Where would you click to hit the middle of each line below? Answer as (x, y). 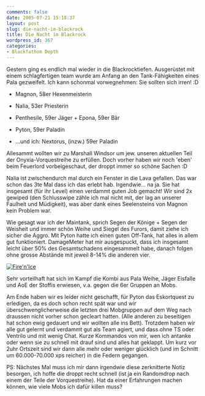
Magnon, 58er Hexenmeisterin (54, 94)
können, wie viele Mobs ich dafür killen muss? (64, 386)
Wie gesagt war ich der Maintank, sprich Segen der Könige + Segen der (97, 222)
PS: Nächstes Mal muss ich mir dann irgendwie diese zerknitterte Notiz (96, 367)
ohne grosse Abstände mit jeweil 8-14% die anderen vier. (79, 255)
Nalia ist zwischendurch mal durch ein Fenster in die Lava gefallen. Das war (102, 178)
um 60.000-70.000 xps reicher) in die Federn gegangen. (77, 355)
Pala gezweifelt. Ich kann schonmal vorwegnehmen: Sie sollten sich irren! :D (102, 82)
